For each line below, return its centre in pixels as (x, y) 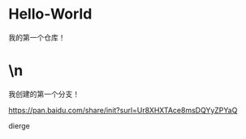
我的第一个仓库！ (37, 37)
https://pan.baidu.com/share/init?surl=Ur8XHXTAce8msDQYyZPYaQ (123, 110)
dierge (19, 125)
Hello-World (50, 14)
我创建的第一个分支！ (44, 94)
